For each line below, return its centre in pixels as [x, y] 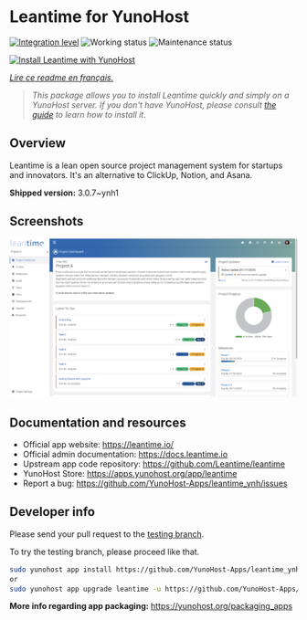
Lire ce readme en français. [62, 77]
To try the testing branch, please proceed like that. [105, 552]
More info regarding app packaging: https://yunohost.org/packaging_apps [151, 606]
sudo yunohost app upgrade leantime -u [85, 589]
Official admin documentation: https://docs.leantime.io [125, 454]
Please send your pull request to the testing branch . [107, 534]
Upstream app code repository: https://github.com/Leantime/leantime [154, 464]
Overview [38, 143]
